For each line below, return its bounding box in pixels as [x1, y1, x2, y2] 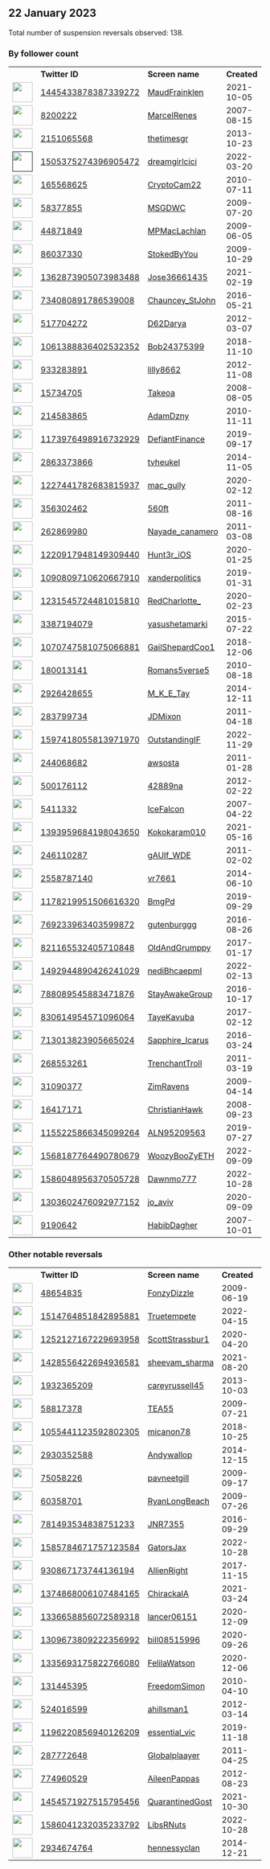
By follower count [8, 47, 79, 59]
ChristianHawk [147, 1104, 203, 1115]
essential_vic [147, 1727, 196, 1738]
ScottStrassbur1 [147, 1334, 210, 1345]
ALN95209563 [147, 1128, 207, 1139]
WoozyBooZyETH [147, 1150, 215, 1161]
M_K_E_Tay [147, 688, 190, 699]
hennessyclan [147, 1842, 201, 1854]
